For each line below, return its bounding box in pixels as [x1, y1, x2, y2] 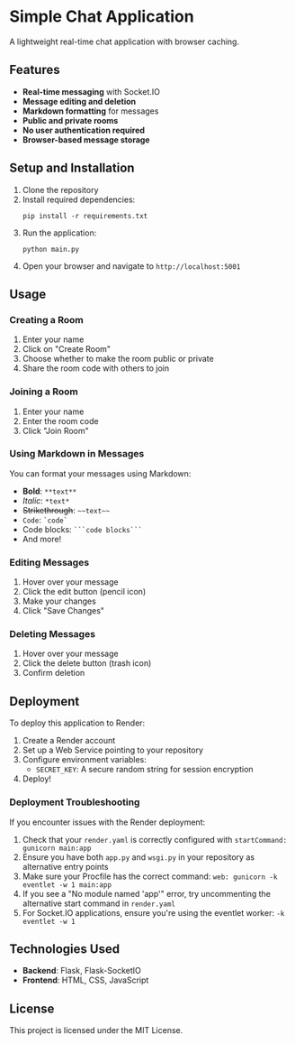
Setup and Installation [9, 161, 135, 176]
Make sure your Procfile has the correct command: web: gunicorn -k [22, 871, 278, 882]
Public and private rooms [22, 115, 119, 125]
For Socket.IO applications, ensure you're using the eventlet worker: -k [22, 907, 285, 918]
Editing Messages [9, 556, 90, 568]
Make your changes [22, 596, 96, 606]
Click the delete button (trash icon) [22, 658, 152, 669]
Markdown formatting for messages [22, 106, 159, 116]
